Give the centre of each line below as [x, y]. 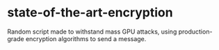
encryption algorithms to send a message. [86, 38]
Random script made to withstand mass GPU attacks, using [92, 32]
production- [195, 32]
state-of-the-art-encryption [90, 13]
